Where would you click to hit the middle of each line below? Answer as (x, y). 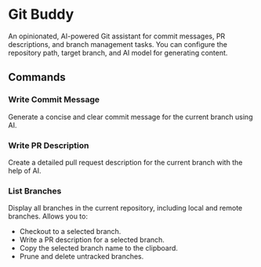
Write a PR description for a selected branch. (92, 240)
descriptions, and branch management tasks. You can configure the (118, 44)
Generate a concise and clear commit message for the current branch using (130, 117)
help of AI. (25, 171)
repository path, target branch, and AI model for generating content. (118, 52)
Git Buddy (41, 14)
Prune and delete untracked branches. (82, 257)
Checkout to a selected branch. (70, 232)
